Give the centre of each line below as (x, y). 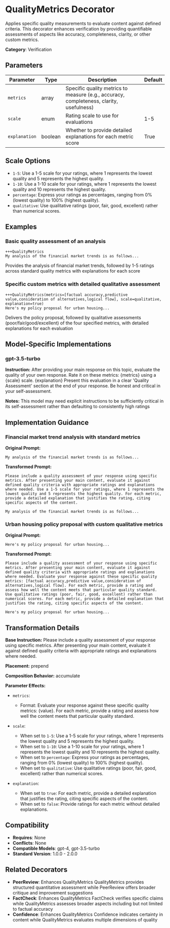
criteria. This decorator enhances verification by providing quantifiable (79, 28)
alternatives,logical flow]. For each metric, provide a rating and (79, 586)
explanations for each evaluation (39, 328)
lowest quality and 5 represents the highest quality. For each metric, (83, 493)
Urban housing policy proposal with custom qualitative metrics (84, 524)
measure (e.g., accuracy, (95, 94)
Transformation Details (42, 628)
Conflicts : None (29, 843)
